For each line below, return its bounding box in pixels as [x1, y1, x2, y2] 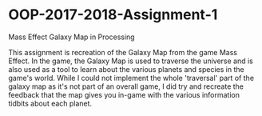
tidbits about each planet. [8, 98, 93, 108]
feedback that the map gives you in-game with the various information [8, 90, 240, 99]
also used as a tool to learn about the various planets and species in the [8, 64, 245, 74]
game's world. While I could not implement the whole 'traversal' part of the [8, 73, 254, 82]
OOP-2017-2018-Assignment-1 [8, 6, 218, 24]
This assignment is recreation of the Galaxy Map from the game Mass [8, 47, 238, 57]
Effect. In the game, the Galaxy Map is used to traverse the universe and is [8, 56, 253, 66]
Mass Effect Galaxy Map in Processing [8, 32, 135, 42]
